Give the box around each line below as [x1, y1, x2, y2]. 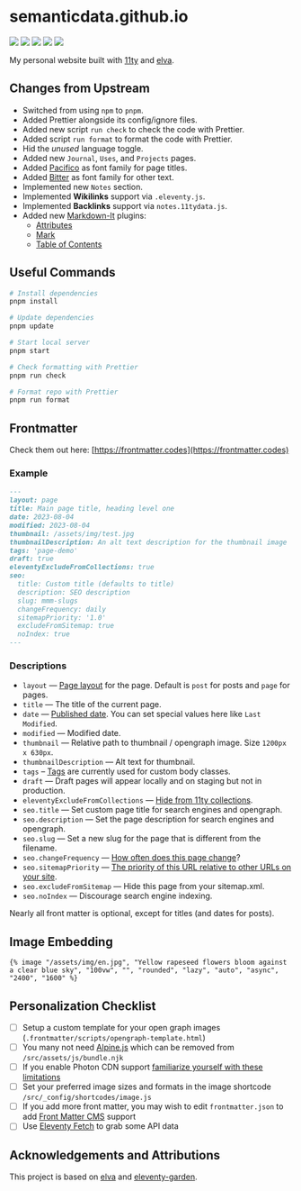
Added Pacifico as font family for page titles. [22, 162, 188, 173]
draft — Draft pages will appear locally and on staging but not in [22, 776, 262, 786]
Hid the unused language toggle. [22, 142, 144, 154]
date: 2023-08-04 [9, 513, 75, 522]
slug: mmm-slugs [17, 596, 78, 605]
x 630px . [22, 747, 54, 758]
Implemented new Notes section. [22, 181, 144, 192]
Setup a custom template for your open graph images [22, 1022, 221, 1032]
